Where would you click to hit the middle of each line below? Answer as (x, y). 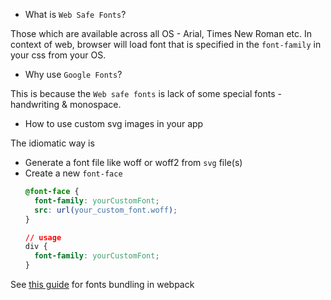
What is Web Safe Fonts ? (75, 14)
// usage (43, 237)
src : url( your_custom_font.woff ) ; (106, 210)
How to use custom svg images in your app (114, 123)
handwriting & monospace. (66, 104)
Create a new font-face (73, 173)
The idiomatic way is (52, 143)
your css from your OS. (58, 55)
